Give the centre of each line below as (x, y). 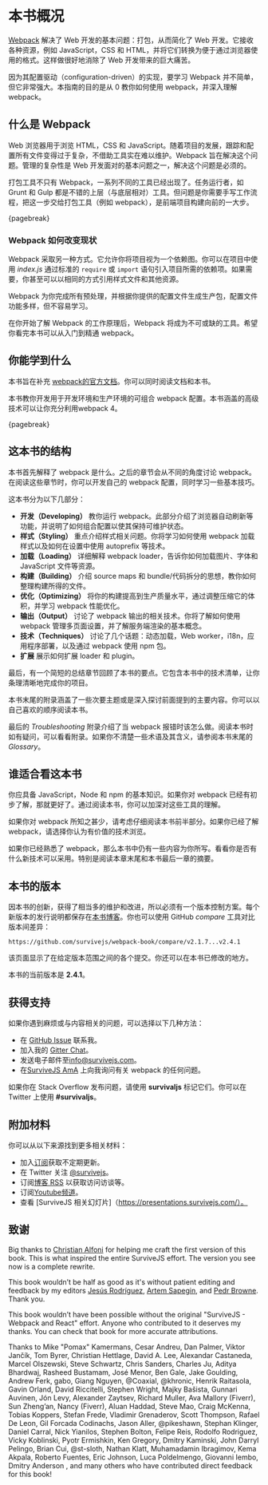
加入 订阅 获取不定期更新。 (62, 1162)
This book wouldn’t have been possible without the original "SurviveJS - (127, 1314)
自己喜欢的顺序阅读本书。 (50, 709)
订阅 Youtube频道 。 (51, 1192)
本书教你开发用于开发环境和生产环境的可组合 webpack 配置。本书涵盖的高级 (134, 398)
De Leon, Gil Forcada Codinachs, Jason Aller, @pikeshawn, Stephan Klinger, (134, 1423)
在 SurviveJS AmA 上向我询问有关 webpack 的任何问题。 (112, 1070)
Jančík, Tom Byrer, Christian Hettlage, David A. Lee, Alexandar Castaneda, (130, 1355)
